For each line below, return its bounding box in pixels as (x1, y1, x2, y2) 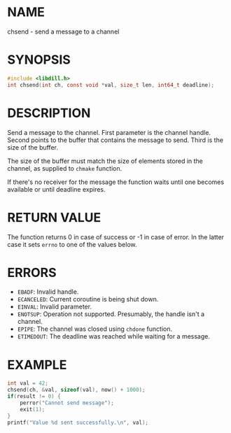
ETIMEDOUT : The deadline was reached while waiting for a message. (17, 332, 210, 341)
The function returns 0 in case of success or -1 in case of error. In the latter (7, 232, 225, 241)
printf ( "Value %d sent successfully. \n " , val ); (7, 419, 149, 426)
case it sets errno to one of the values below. (7, 240, 138, 248)
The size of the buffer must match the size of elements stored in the (7, 157, 203, 165)
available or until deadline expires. (7, 185, 106, 193)
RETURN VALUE (7, 209, 101, 225)
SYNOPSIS (7, 52, 71, 68)
